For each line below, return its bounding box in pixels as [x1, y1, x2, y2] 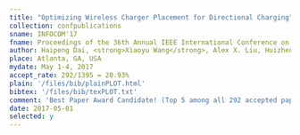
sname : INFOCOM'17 [9, 29, 78, 38]
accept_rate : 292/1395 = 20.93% [9, 71, 129, 80]
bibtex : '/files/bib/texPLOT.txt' [9, 87, 138, 96]
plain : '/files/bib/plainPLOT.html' [9, 79, 146, 88]
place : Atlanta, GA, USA [9, 54, 102, 63]
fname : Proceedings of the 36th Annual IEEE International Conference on [9, 37, 290, 47]
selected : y [9, 112, 54, 121]
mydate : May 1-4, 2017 [9, 63, 94, 72]
